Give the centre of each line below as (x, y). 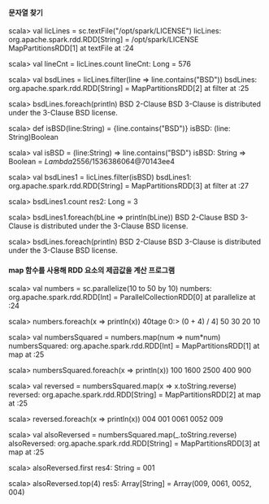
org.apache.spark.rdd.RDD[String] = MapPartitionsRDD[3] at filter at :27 (129, 186)
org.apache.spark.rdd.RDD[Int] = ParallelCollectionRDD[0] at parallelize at (132, 298)
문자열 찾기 (26, 12)
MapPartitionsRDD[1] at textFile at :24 (71, 48)
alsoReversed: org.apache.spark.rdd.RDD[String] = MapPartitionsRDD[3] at (134, 444)
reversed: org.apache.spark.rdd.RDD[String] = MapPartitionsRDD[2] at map (135, 395)
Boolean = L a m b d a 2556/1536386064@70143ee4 (92, 162)
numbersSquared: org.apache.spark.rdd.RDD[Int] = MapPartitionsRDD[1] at (134, 346)
